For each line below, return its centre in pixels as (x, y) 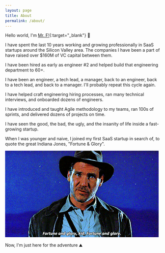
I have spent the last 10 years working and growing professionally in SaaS (79, 45)
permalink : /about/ (25, 21)
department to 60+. (25, 70)
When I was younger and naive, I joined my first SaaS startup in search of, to (82, 139)
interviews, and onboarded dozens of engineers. (54, 100)
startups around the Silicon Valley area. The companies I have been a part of (82, 50)
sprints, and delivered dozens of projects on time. (55, 114)
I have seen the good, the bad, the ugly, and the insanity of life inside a (77, 124)
